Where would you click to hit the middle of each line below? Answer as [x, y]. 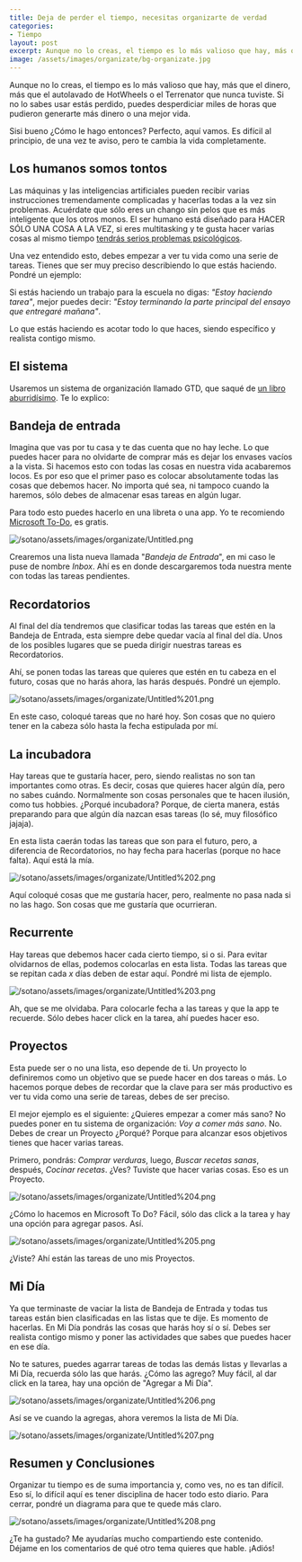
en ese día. [30, 1346]
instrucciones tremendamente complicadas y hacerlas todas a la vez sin [143, 200]
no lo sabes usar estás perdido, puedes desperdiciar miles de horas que [143, 104]
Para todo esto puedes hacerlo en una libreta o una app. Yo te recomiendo [147, 512]
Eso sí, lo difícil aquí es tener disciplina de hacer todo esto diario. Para [139, 1495]
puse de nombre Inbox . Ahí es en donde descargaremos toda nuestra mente [151, 566]
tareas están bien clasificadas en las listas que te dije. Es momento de [139, 1318]
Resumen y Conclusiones [82, 1463]
